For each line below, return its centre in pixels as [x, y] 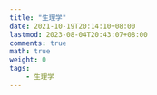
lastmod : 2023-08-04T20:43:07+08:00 [78, 34]
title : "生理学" [38, 18]
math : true [30, 52]
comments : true [38, 43]
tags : [20, 69]
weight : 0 [28, 60]
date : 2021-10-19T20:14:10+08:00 [73, 26]
